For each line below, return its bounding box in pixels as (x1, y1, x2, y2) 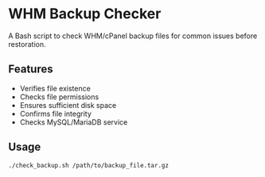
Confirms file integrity (19, 109, 92, 118)
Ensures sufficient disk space (19, 100, 117, 110)
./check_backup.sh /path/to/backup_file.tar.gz (8, 161, 170, 169)
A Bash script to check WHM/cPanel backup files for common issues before (8, 31, 258, 40)
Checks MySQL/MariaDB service (19, 117, 128, 127)
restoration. (8, 39, 46, 48)
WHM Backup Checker (8, 5, 162, 23)
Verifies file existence (19, 83, 92, 93)
